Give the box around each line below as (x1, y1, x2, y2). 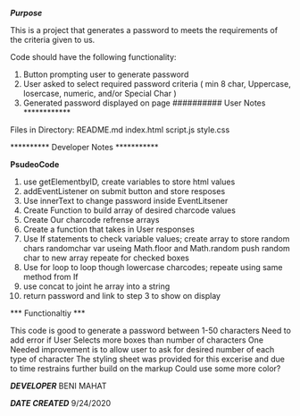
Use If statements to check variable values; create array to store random (22, 233, 290, 244)
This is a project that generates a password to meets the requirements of (10, 25, 279, 35)
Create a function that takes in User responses (22, 224, 196, 234)
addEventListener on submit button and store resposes (22, 186, 226, 196)
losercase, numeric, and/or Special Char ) (22, 89, 177, 98)
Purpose (10, 8, 43, 18)
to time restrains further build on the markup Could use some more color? (10, 363, 281, 374)
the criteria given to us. (10, 35, 96, 45)
